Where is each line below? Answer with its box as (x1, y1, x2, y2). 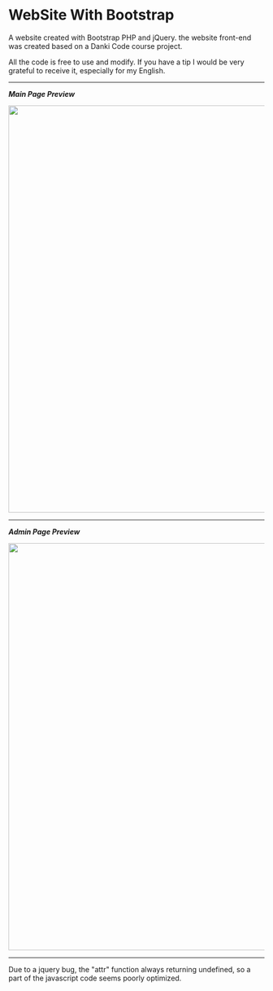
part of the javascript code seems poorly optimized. (8, 973, 182, 983)
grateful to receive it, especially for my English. (8, 65, 166, 75)
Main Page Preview (8, 89, 76, 99)
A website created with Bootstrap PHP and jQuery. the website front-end (8, 33, 252, 42)
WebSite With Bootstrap (8, 6, 175, 24)
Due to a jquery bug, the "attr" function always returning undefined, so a (8, 964, 251, 974)
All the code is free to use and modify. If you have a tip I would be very (8, 57, 245, 67)
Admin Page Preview (8, 527, 80, 537)
